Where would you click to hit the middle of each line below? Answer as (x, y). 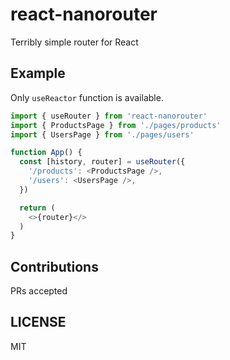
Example (38, 73)
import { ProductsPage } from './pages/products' (116, 125)
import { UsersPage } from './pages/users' (102, 134)
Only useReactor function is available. (87, 97)
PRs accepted (39, 291)
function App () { (46, 153)
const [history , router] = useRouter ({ (102, 162)
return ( (37, 208)
